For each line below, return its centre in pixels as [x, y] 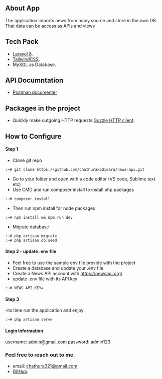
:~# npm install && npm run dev [39, 217]
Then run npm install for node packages [54, 208]
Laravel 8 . [23, 54]
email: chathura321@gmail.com [45, 366]
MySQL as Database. [34, 65]
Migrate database [31, 227]
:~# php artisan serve [29, 320]
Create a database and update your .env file [58, 268]
